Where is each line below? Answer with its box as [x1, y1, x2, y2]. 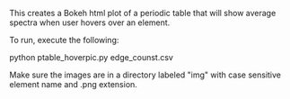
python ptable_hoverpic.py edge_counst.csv [9, 52, 173, 62]
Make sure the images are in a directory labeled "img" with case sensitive [9, 69, 281, 80]
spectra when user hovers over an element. [9, 17, 171, 28]
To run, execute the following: [9, 35, 119, 45]
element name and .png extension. [9, 79, 137, 89]
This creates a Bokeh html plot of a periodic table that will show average [9, 8, 277, 18]
